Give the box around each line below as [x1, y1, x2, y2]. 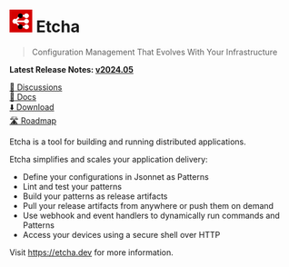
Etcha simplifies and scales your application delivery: [9, 153, 208, 164]
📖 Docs [9, 91, 37, 102]
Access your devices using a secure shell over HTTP [22, 229, 221, 240]
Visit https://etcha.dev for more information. [9, 246, 174, 258]
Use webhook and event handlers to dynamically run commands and [22, 210, 280, 221]
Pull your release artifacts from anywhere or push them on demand [22, 200, 274, 211]
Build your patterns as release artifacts [22, 191, 168, 202]
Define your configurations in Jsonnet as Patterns [22, 171, 209, 182]
